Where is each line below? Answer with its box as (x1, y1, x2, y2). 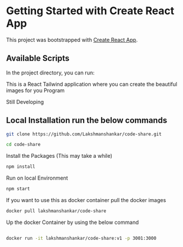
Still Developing (6, 98, 44, 105)
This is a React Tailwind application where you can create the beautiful (6, 80, 178, 87)
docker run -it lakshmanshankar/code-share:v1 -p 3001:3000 (6, 235, 157, 241)
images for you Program (6, 87, 65, 94)
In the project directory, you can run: (6, 69, 95, 76)
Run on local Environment (6, 174, 68, 181)
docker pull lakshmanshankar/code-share (6, 208, 107, 214)
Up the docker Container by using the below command (6, 219, 139, 226)
